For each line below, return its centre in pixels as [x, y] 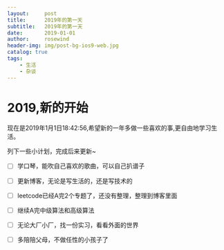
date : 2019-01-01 [41, 33]
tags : [15, 59]
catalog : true [28, 52]
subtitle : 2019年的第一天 [45, 26]
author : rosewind [38, 39]
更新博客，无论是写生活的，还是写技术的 [75, 181]
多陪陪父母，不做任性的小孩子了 [63, 240]
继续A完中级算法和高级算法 [56, 210]
